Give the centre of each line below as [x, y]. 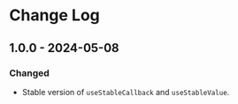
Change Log [54, 15]
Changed [30, 73]
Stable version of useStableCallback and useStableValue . [126, 92]
